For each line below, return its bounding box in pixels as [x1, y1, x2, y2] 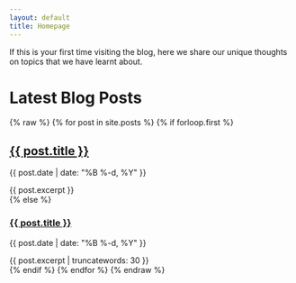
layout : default [9, 13, 70, 23]
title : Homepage [9, 22, 70, 31]
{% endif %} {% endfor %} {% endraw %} [9, 264, 166, 275]
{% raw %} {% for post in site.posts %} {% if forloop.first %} [9, 117, 234, 128]
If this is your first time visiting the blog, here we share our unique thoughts [9, 46, 288, 57]
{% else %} [9, 195, 52, 205]
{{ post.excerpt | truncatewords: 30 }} [9, 254, 150, 266]
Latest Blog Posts [9, 87, 142, 108]
